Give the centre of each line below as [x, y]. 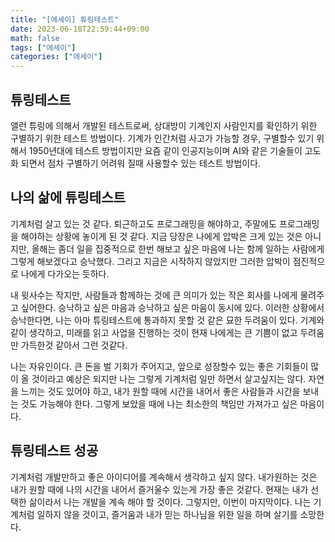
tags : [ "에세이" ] [43, 47]
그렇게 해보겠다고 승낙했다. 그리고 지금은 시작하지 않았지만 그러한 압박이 [150, 261]
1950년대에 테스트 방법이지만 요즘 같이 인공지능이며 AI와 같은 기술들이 [165, 150]
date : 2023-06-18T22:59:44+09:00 [80, 29]
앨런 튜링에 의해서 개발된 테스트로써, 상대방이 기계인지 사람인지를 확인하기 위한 [164, 125]
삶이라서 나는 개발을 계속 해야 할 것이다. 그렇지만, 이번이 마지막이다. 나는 [170, 502]
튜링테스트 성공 [54, 451]
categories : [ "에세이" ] [56, 57]
